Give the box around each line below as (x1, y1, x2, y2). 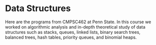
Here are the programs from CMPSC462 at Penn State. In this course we (5, 19, 152, 25)
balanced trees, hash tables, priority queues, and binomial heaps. (5, 34, 137, 40)
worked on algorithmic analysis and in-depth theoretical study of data (5, 24, 146, 30)
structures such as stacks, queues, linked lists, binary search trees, (5, 29, 141, 35)
